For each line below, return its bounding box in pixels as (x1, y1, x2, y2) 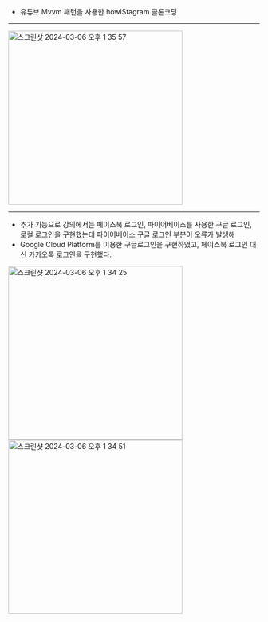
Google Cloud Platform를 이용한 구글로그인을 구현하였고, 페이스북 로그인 (19, 240, 249, 249)
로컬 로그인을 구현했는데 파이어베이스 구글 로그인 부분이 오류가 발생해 (19, 230, 235, 239)
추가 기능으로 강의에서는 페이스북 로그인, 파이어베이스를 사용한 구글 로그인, (19, 220, 253, 229)
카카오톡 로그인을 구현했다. (28, 250, 112, 259)
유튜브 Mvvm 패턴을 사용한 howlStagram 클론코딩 (19, 7, 178, 16)
